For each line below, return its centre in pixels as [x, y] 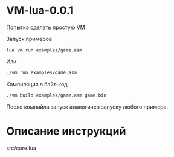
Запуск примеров [29, 39]
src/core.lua [21, 148]
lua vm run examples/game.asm [44, 50]
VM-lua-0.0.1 [40, 11]
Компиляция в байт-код [37, 84]
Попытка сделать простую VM [46, 27]
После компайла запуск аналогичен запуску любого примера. [87, 107]
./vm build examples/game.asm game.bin [56, 95]
